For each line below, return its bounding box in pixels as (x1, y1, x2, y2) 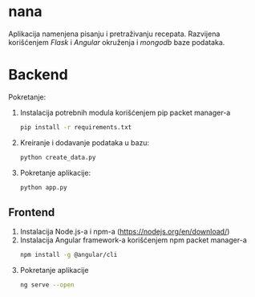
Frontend (8, 205, 55, 219)
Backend (8, 66, 68, 84)
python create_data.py (19, 153, 96, 161)
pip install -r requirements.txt (19, 123, 132, 131)
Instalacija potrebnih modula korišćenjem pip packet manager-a (19, 108, 231, 117)
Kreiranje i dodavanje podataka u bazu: (19, 137, 150, 147)
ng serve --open (19, 281, 75, 289)
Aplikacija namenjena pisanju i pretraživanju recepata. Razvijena (8, 29, 221, 39)
